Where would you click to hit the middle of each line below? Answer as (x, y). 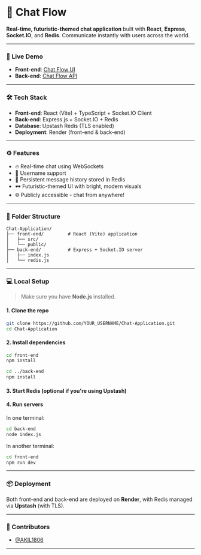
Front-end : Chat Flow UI (45, 70)
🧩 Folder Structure (33, 216)
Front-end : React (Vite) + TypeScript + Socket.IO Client (83, 113)
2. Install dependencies (36, 342)
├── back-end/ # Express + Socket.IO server (75, 250)
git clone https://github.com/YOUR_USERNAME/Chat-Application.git (91, 323)
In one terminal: (25, 417)
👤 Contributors (28, 527)
